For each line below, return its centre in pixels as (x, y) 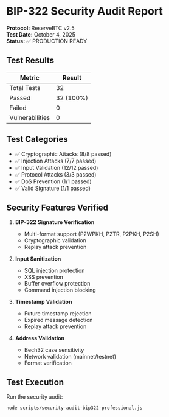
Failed (18, 108)
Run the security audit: (35, 397)
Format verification (48, 363)
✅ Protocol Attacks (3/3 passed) (56, 174)
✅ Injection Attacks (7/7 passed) (56, 161)
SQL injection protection (54, 271)
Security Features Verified (57, 207)
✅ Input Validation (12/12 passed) (57, 167)
